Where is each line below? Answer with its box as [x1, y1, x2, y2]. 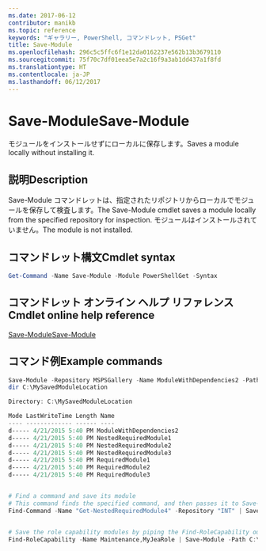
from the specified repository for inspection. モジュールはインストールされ [8, 215, 251, 225]
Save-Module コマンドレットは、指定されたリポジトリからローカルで [8, 196, 235, 205]
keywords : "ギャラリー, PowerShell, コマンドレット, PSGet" [8, 33, 196, 42]
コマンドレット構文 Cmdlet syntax [8, 250, 176, 264]
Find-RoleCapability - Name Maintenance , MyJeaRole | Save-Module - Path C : [8, 535, 257, 543]
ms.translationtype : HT [8, 63, 87, 71]
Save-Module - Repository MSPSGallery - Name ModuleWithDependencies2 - [8, 376, 246, 384]
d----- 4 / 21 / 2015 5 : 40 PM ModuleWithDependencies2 [8, 427, 179, 435]
